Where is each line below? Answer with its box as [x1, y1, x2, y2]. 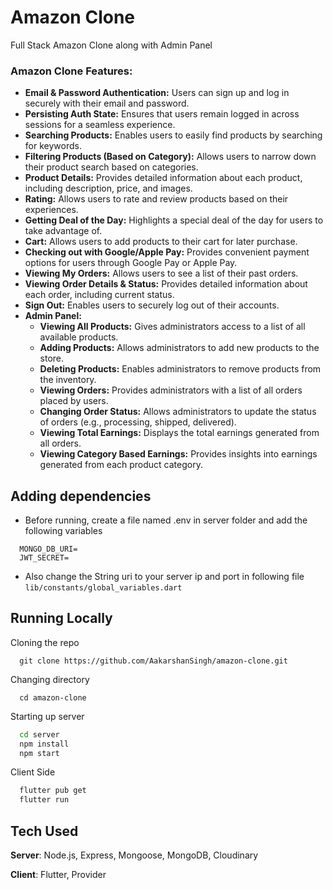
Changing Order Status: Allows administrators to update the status [39, 406, 317, 418]
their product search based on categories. [24, 161, 199, 173]
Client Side [10, 766, 56, 778]
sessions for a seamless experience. [24, 119, 176, 131]
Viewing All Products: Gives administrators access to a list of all [39, 321, 306, 333]
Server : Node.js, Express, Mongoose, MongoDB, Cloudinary [10, 849, 259, 861]
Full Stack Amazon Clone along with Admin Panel [10, 39, 213, 51]
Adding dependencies [10, 487, 152, 505]
